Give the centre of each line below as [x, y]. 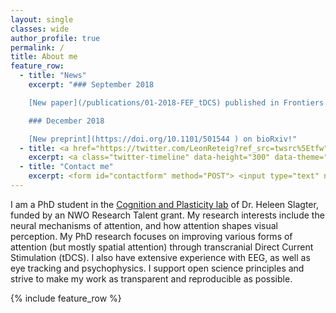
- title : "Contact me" [66, 167]
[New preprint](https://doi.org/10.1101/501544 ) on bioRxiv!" [163, 139]
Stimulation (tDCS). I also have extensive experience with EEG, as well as [160, 257]
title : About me [44, 57]
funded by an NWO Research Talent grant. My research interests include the [167, 215]
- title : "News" [53, 76]
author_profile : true [55, 38]
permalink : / [37, 47]
